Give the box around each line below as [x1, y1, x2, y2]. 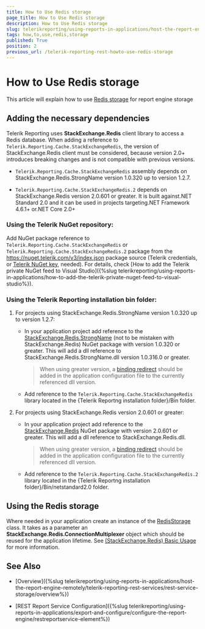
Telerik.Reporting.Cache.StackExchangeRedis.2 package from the [6, 247, 173, 255]
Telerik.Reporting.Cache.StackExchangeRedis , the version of [6, 142, 159, 150]
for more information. [6, 543, 60, 551]
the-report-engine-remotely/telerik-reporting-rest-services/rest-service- [15, 584, 198, 591]
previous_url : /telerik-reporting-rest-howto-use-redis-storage [6, 49, 173, 55]
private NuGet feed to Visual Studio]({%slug [6, 267, 117, 274]
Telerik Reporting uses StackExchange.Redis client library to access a [6, 129, 184, 137]
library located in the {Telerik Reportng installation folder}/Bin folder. [24, 397, 196, 404]
